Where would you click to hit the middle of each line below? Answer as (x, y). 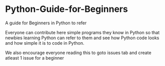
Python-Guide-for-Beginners (67, 9)
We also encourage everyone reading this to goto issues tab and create (78, 53)
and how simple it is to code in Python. (45, 43)
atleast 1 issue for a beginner (35, 58)
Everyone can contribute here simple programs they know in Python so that (82, 32)
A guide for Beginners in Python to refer (46, 23)
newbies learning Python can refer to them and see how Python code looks (82, 38)
